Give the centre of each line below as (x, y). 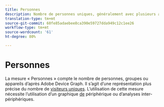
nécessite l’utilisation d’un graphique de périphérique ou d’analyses (73, 94)
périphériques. (20, 99)
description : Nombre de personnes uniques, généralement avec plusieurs (81, 14)
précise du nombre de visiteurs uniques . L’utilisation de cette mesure (74, 89)
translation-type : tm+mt (30, 18)
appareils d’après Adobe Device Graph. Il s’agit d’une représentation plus (78, 84)
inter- (147, 94)
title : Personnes (23, 9)
